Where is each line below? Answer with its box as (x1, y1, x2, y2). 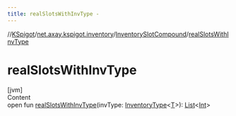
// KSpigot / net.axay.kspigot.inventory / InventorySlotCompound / (7, 30, 189, 38)
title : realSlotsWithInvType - (7, 10, 100, 18)
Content (7, 93, 31, 101)
